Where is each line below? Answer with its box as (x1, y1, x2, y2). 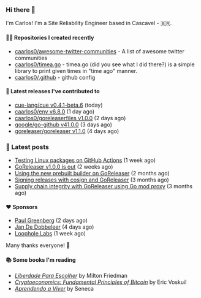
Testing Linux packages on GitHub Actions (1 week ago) (14, 156, 156, 164)
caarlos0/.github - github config (14, 74, 96, 81)
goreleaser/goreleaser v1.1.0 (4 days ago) (14, 127, 119, 134)
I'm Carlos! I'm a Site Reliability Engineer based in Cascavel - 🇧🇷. (6, 20, 172, 27)
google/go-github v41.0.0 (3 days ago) (14, 121, 113, 128)
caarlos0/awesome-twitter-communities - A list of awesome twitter (14, 47, 185, 55)
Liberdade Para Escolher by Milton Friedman (14, 272, 128, 280)
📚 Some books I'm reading (6, 256, 76, 263)
